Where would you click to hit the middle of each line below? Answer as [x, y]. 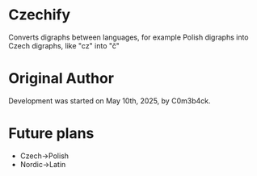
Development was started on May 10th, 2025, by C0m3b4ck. [110, 101]
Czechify [40, 15]
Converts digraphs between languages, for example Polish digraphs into [128, 37]
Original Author [61, 79]
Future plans [51, 134]
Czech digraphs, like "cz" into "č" [64, 45]
